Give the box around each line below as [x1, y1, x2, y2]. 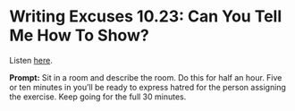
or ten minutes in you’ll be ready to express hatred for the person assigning [9, 81, 286, 92]
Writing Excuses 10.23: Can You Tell [9, 6, 282, 27]
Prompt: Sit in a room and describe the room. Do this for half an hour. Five [9, 72, 282, 82]
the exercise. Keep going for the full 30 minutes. [9, 91, 187, 102]
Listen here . [9, 55, 54, 65]
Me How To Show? [9, 25, 149, 46]
